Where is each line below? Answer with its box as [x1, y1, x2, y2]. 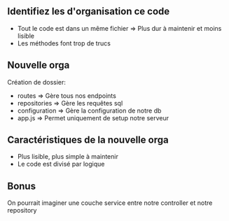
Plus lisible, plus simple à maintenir [17, 152, 119, 161]
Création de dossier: [7, 78, 67, 86]
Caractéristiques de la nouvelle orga [7, 134, 169, 146]
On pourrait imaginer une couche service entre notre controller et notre [7, 199, 213, 207]
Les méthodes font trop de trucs [17, 38, 111, 48]
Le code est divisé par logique [17, 160, 105, 169]
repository [7, 206, 37, 215]
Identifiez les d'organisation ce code [7, 6, 170, 17]
